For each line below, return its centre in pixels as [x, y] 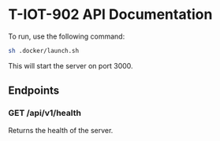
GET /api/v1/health [45, 113]
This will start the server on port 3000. [71, 65]
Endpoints [34, 91]
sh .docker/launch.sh [44, 50]
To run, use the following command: [67, 36]
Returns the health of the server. [61, 130]
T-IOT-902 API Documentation [110, 15]
